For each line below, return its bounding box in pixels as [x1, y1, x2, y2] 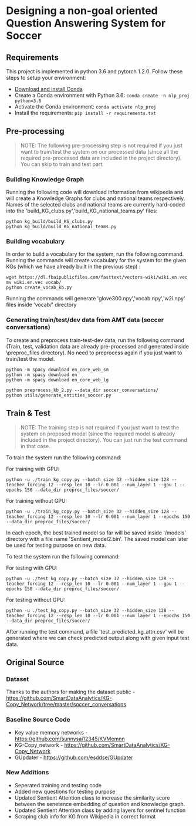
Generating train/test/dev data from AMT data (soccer [6, 316, 164, 324]
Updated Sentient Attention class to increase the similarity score [14, 794, 170, 801]
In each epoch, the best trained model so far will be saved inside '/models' [6, 529, 187, 536]
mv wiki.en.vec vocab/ [6, 280, 62, 286]
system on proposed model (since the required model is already [20, 430, 175, 437]
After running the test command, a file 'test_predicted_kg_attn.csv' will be [6, 628, 184, 635]
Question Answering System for [6, 16, 166, 30]
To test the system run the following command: [6, 553, 120, 560]
